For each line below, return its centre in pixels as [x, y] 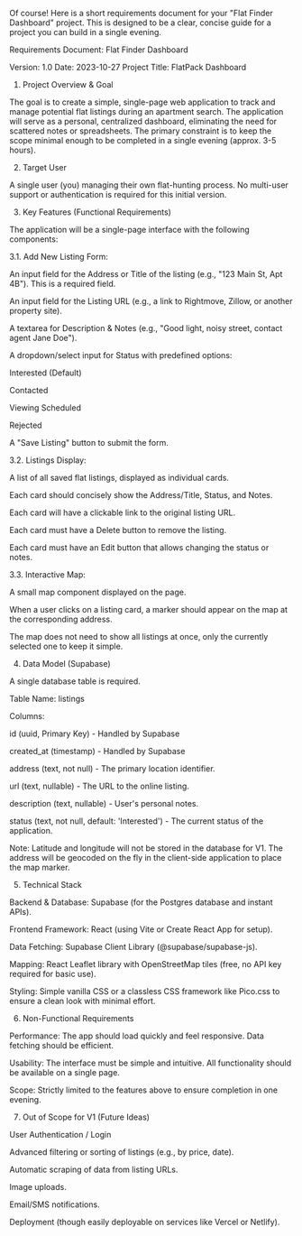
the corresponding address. [61, 619]
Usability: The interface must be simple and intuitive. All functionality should [151, 1063]
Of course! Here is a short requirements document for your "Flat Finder [141, 13]
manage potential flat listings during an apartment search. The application [146, 111]
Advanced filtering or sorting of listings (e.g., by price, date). [122, 1152]
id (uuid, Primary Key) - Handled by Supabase [95, 733]
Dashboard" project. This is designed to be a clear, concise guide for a [141, 23]
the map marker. [40, 867]
